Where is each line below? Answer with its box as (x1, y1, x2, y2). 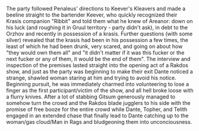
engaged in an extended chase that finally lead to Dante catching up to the (6, 112, 189, 119)
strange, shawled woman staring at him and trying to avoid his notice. (6, 74, 176, 81)
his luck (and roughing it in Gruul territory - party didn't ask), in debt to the (6, 24, 188, 31)
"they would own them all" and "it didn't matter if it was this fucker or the (6, 49, 185, 56)
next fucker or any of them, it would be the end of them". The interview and (6, 56, 191, 62)
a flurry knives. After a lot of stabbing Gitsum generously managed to (6, 93, 175, 100)
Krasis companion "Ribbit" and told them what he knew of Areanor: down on (6, 18, 193, 24)
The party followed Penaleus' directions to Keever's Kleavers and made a (6, 5, 186, 12)
